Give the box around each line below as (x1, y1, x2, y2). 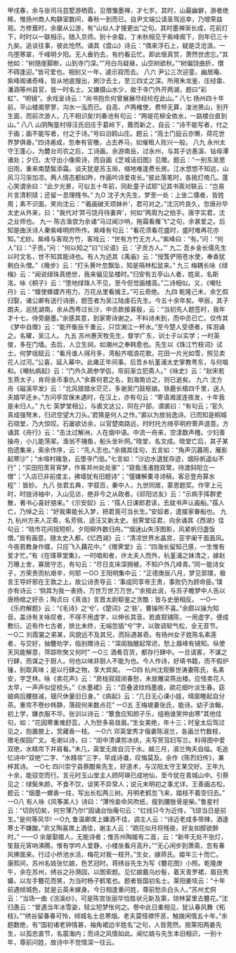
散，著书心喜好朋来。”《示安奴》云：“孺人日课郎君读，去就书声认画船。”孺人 (7, 499, 225, 506)
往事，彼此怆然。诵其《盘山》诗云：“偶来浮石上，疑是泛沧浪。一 (37, 41, 226, 49)
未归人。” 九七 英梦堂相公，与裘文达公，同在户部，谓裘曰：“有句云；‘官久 (13, 402, 224, 410)
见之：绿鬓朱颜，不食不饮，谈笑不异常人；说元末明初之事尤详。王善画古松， (7, 780, 229, 788)
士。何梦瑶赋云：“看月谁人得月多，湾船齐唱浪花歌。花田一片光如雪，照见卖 (7, 349, 226, 357)
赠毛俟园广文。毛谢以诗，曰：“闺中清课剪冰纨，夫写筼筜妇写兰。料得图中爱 (7, 736, 226, 744)
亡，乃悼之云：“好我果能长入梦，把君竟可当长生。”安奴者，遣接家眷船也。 (7, 507, 219, 516)
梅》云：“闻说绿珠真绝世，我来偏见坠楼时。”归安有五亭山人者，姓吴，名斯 (7, 270, 219, 278)
